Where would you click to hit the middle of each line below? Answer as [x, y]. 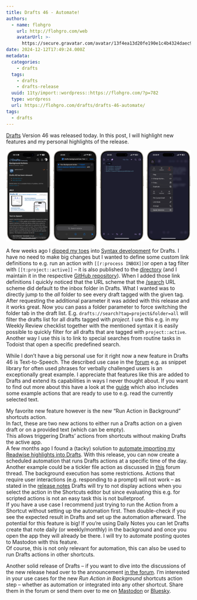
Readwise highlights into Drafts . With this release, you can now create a [93, 454]
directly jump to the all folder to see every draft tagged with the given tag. [95, 294]
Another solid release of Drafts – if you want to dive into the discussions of [96, 566]
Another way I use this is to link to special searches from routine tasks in [93, 338]
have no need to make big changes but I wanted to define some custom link [98, 257]
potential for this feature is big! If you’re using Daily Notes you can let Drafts [98, 523]
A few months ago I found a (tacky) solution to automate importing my [91, 448]
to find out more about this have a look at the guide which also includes [92, 387]
